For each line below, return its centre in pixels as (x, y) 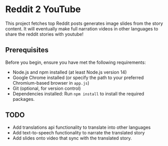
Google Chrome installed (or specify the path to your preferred (78, 78)
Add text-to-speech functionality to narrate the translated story (79, 132)
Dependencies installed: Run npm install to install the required (78, 94)
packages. (24, 99)
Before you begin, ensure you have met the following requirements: (76, 62)
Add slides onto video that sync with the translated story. (72, 138)
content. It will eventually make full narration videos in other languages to (82, 28)
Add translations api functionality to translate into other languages (81, 127)
